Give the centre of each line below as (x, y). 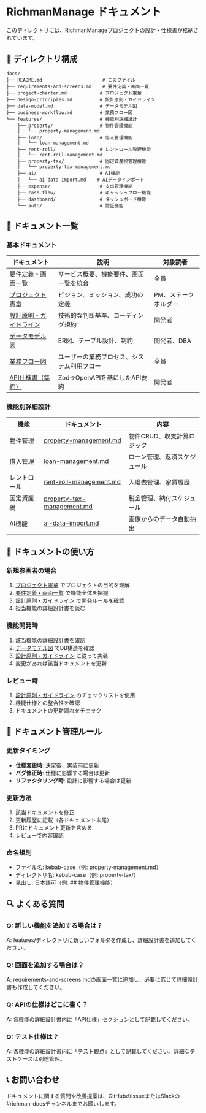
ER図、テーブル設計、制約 (95, 341)
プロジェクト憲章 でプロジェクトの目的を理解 (72, 585)
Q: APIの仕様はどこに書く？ (47, 1004)
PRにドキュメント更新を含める (54, 828)
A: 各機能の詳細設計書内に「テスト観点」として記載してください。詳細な (98, 1051)
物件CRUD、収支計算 (159, 436)
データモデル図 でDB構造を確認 (55, 648)
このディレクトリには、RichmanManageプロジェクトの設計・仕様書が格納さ (103, 30)
